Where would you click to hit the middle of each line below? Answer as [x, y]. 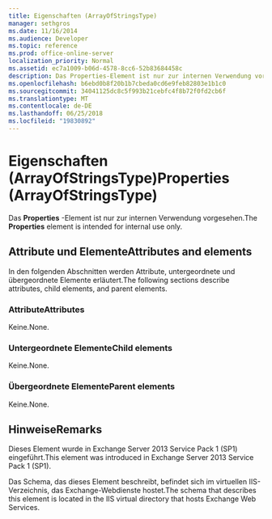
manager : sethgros [39, 23]
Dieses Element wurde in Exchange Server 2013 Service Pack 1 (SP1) [123, 449]
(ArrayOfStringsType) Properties [119, 178]
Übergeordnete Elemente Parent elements [92, 386]
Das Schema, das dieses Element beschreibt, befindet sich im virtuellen [128, 482]
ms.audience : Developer [49, 38]
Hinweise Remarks [55, 429]
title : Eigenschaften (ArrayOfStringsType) [83, 16]
